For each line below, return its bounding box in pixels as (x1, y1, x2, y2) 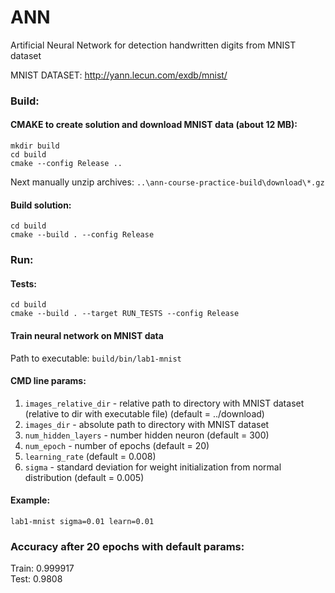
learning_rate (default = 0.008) (24, 450, 157, 462)
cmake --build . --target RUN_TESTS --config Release (10, 309, 240, 319)
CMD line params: (10, 375, 87, 387)
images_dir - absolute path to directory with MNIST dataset (24, 418, 270, 430)
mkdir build (10, 141, 60, 151)
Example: (10, 494, 51, 506)
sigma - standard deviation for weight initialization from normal (24, 461, 282, 473)
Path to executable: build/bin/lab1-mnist (10, 352, 182, 364)
